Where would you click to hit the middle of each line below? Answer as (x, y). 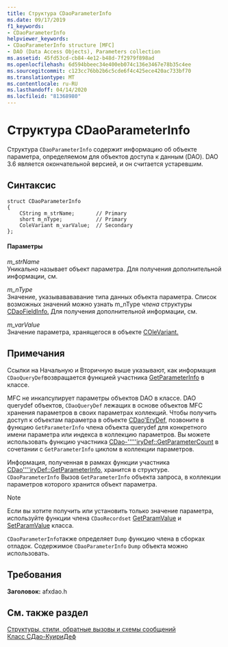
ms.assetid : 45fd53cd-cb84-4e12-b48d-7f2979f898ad (81, 58)
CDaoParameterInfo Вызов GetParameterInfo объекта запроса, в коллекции (114, 477)
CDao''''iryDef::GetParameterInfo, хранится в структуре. (88, 469)
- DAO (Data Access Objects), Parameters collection (84, 52)
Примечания (36, 354)
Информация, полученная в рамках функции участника (88, 462)
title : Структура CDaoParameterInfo (59, 13)
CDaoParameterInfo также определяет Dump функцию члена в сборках (106, 539)
